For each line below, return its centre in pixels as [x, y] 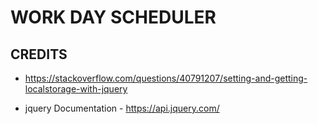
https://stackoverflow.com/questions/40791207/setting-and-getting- [166, 78]
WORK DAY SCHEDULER [113, 17]
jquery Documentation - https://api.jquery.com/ [122, 108]
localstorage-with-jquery [76, 89]
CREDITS [39, 54]
